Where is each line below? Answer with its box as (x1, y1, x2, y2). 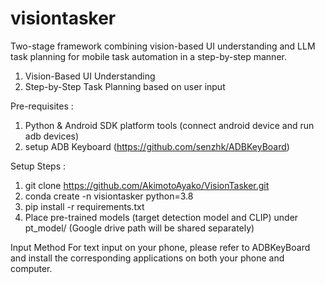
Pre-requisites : (10, 100, 74, 112)
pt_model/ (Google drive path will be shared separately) (24, 222, 255, 234)
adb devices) (24, 130, 80, 142)
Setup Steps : (10, 160, 67, 172)
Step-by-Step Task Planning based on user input (24, 80, 226, 92)
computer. (10, 262, 53, 274)
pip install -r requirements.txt (24, 200, 145, 212)
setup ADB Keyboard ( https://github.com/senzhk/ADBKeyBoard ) (24, 140, 290, 152)
